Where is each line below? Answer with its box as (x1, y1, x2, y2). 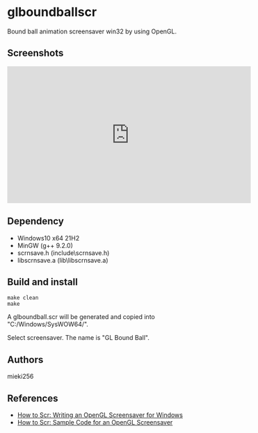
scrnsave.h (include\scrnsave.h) (17, 248, 110, 257)
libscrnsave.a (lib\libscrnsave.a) (17, 256, 109, 264)
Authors (7, 354, 44, 366)
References (7, 392, 58, 404)
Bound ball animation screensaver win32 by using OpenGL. (7, 27, 177, 35)
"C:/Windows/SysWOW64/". (7, 320, 89, 329)
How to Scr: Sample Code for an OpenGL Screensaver (17, 418, 173, 426)
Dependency (7, 215, 64, 227)
